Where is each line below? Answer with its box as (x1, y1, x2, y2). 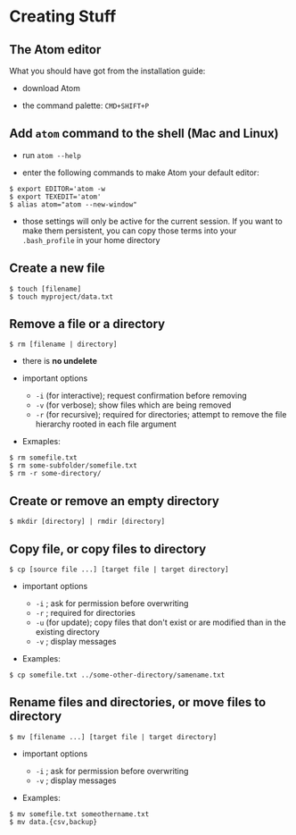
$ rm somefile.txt (9, 453, 78, 462)
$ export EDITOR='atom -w (9, 184, 105, 193)
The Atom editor (9, 42, 102, 57)
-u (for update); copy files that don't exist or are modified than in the (35, 617, 287, 628)
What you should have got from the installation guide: (9, 65, 206, 76)
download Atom (21, 83, 81, 93)
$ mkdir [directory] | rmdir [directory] (9, 517, 166, 527)
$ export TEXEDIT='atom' (9, 192, 102, 201)
